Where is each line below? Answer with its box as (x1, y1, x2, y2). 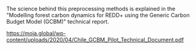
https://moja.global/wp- (6, 30, 66, 37)
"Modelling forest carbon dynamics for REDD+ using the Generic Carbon (6, 11, 190, 19)
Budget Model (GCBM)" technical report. (6, 18, 109, 25)
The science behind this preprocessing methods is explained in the (6, 5, 176, 12)
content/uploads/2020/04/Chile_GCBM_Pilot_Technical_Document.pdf (6, 36, 184, 43)
